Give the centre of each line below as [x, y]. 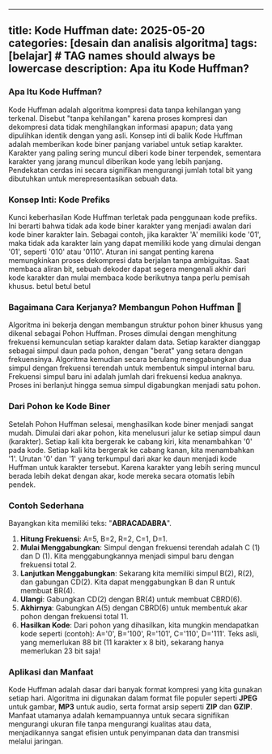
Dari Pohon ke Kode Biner [59, 407]
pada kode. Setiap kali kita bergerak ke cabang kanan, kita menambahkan [132, 450]
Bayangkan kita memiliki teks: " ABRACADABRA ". [90, 523]
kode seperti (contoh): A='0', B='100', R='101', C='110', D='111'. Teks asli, [139, 633]
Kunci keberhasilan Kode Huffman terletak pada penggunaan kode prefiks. [133, 217]
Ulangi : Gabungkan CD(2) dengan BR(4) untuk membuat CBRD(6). [131, 599]
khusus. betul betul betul [50, 286]
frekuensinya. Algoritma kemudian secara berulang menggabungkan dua [130, 360]
